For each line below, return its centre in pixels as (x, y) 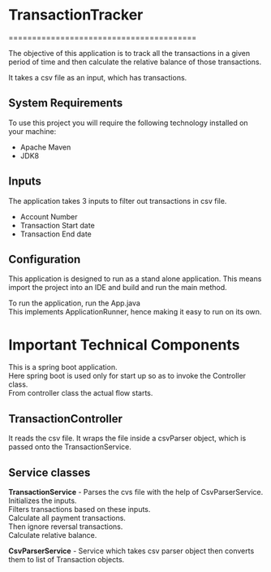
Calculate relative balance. (53, 535)
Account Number (49, 216)
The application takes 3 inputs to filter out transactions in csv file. (118, 201)
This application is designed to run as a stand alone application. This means (135, 279)
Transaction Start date (57, 225)
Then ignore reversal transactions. (66, 526)
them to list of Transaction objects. (67, 559)
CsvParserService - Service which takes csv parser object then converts (131, 551)
